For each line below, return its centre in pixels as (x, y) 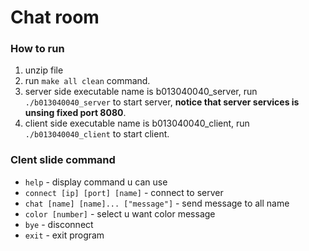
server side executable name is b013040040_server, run (141, 92)
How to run (37, 49)
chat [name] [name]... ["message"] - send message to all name (157, 203)
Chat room (55, 17)
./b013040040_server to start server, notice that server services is (162, 102)
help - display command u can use (96, 182)
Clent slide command (63, 160)
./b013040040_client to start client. (97, 134)
